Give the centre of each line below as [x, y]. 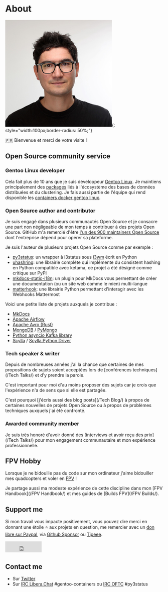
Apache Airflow [29, 319]
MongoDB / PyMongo [35, 330]
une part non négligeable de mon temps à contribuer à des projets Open [80, 227]
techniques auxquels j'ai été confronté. [45, 411]
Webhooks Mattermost [36, 294]
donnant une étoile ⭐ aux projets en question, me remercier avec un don [80, 527]
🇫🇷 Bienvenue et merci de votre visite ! [46, 140]
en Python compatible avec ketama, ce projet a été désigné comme [82, 267]
